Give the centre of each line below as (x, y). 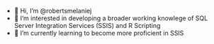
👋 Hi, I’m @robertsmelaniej (53, 11)
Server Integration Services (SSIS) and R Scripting (87, 25)
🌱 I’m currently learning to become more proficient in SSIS (99, 33)
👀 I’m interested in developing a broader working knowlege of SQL (111, 18)
